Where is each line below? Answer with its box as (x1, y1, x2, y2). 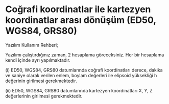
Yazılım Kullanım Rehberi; (5, 42, 59, 48)
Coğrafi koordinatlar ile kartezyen (5, 4, 151, 15)
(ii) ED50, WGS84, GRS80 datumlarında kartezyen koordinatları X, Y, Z (5, 87, 153, 93)
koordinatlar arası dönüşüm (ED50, (5, 14, 156, 26)
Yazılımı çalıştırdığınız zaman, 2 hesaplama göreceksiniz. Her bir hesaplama (5, 52, 164, 58)
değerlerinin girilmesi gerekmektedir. (5, 93, 83, 99)
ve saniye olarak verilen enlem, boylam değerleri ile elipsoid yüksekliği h (5, 72, 157, 78)
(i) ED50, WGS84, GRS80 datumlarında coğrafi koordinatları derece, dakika (5, 67, 163, 73)
